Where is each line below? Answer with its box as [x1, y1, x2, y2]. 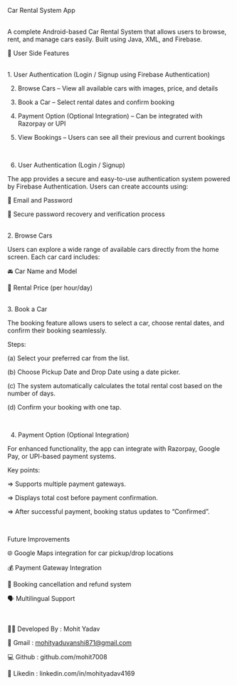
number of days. [7, 389, 56, 397]
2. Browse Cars [7, 231, 53, 240]
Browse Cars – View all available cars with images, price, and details [17, 84, 218, 92]
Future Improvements [7, 535, 70, 543]
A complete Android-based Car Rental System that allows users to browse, [7, 28, 227, 36]
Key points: [7, 466, 41, 474]
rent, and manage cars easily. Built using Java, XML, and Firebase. [7, 35, 203, 44]
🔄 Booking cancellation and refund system [7, 580, 132, 588]
